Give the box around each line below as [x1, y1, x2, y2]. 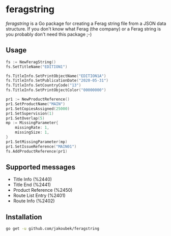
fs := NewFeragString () [6, 60, 56, 65]
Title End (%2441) [13, 182, 51, 188]
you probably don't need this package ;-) [6, 31, 92, 37]
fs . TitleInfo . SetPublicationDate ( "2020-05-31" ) [6, 78, 109, 83]
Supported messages [6, 163, 76, 171]
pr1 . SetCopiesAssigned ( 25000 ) [6, 106, 70, 111]
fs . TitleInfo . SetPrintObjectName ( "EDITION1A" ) [6, 73, 106, 78]
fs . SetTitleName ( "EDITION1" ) [6, 64, 68, 69]
